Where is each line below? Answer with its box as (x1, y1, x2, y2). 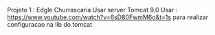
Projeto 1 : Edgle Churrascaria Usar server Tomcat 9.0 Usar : (7, 6, 178, 14)
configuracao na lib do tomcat (7, 21, 93, 28)
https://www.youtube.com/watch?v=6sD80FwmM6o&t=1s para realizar (7, 13, 209, 21)
